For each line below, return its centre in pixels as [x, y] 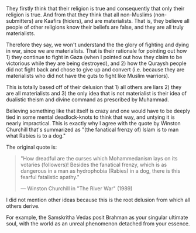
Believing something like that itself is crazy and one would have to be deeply [98, 111]
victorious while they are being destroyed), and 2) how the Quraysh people [96, 63]
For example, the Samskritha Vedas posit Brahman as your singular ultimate [97, 217]
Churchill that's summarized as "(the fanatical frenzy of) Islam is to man [92, 129]
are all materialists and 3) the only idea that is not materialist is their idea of [97, 93]
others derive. [23, 206]
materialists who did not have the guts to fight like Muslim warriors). [88, 76]
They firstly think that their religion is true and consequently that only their [95, 8]
